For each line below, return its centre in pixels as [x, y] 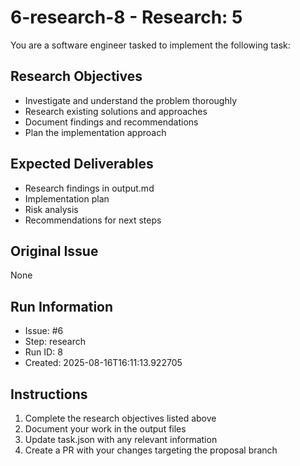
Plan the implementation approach [95, 132]
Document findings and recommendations [111, 122]
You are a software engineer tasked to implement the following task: [150, 45]
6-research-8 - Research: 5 [126, 17]
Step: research [55, 342]
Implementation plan [67, 198]
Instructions [49, 394]
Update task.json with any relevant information [121, 439]
